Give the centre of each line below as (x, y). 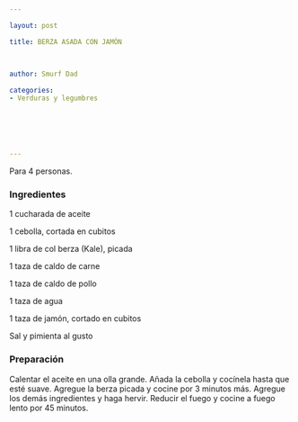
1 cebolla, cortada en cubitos (62, 231)
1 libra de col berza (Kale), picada (71, 249)
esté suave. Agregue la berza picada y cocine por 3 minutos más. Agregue (147, 389)
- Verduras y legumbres (54, 99)
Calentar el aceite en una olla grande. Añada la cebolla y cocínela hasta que (149, 379)
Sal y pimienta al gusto (51, 336)
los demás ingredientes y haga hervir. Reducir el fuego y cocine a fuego (142, 398)
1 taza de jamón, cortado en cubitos (75, 319)
